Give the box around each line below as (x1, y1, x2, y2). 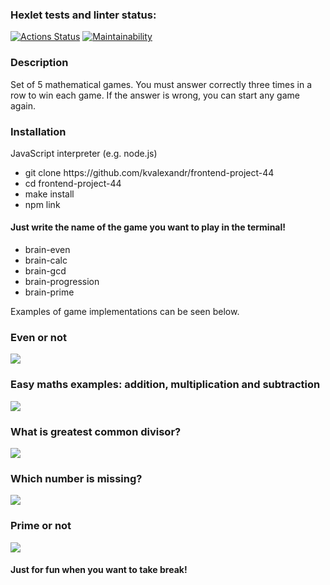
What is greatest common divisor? (10, 424, 182, 438)
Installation (10, 124, 67, 138)
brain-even (24, 244, 71, 256)
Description (10, 56, 69, 70)
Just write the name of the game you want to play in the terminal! (10, 221, 287, 233)
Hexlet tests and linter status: (10, 8, 157, 22)
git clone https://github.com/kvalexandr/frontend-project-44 (24, 166, 275, 178)
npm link (24, 198, 61, 210)
